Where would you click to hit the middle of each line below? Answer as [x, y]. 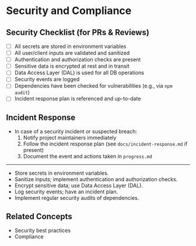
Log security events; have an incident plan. [66, 192]
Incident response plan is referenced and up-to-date [78, 99]
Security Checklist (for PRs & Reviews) [78, 32]
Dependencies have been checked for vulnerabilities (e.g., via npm [94, 86]
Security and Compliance [69, 11]
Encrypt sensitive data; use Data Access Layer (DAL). [78, 186]
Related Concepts [39, 216]
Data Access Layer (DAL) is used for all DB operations [79, 73]
